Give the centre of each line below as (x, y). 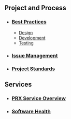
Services (18, 84)
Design (26, 32)
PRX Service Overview (39, 98)
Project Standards (33, 69)
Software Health (31, 111)
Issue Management (35, 56)
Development (32, 38)
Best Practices (29, 22)
